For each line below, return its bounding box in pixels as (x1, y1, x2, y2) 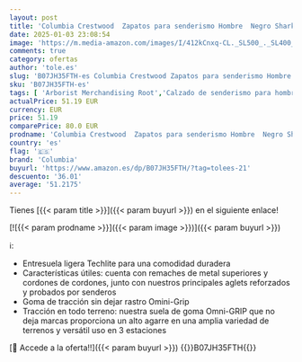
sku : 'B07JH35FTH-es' (9, 80, 91, 89)
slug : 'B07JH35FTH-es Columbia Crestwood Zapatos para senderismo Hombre (9, 72, 292, 81)
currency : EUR (9, 105, 63, 114)
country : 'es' (9, 138, 63, 147)
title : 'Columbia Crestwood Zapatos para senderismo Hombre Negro (9, 22, 271, 31)
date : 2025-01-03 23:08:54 (9, 30, 111, 39)
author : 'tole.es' (9, 64, 78, 73)
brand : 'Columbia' (9, 155, 78, 164)
